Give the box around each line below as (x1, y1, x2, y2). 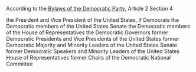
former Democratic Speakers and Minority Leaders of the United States (6, 48, 180, 55)
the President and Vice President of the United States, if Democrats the (6, 17, 179, 23)
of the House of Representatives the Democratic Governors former (6, 29, 169, 36)
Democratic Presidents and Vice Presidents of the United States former (6, 35, 179, 42)
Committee (6, 60, 33, 67)
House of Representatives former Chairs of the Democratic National (6, 54, 171, 61)
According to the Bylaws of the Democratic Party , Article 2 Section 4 (6, 5, 173, 12)
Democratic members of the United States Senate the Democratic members (6, 23, 190, 30)
